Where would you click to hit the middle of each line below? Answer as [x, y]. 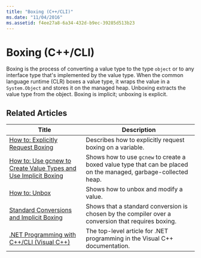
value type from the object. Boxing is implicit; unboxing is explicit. [87, 94]
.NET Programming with [43, 235]
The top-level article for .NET [127, 231]
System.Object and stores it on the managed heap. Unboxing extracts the [96, 88]
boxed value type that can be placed [137, 165]
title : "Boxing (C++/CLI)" [40, 12]
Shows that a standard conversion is [137, 207]
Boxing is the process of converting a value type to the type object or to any [100, 69]
